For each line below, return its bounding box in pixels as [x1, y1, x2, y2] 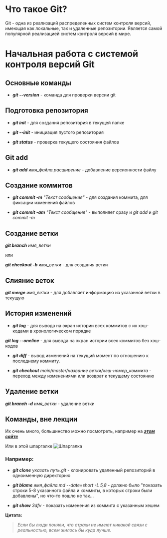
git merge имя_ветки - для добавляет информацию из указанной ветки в [5, 290, 161, 295]
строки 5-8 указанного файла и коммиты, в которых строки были [12, 487, 153, 493]
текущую [5, 295, 25, 301]
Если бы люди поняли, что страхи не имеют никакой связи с [17, 522, 148, 528]
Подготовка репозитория [5, 106, 88, 115]
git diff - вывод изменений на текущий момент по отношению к [12, 352, 149, 358]
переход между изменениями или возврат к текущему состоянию [12, 373, 155, 379]
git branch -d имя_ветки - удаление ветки [5, 401, 95, 407]
